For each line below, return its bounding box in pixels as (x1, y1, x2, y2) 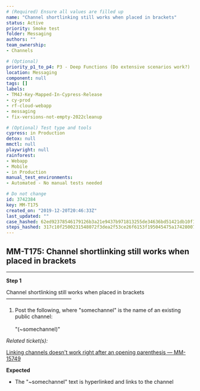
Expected (6, 367, 31, 374)
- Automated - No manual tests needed (6, 180, 102, 186)
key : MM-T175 (6, 202, 39, 208)
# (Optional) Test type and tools (6, 125, 92, 131)
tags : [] (6, 81, 28, 87)
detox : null (6, 136, 36, 142)
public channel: (14, 313, 53, 320)
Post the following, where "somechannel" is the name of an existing (14, 306, 182, 313)
